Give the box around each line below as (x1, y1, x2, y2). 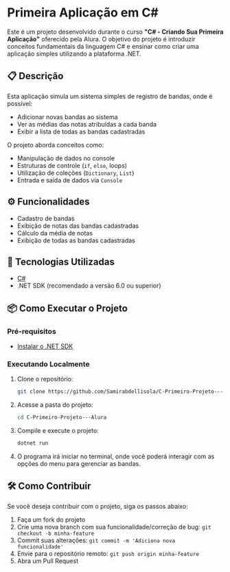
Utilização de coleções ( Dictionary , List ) (16, 169, 135, 177)
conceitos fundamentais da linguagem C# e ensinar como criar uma (7, 42, 199, 50)
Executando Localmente (7, 359, 91, 369)
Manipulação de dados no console (16, 153, 115, 162)
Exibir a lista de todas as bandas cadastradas (16, 127, 146, 136)
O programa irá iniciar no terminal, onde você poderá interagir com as (16, 452, 215, 460)
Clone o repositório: (16, 375, 73, 383)
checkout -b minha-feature (16, 530, 95, 537)
